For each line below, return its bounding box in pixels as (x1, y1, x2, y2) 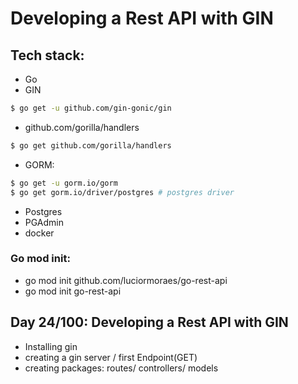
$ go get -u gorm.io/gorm (10, 178, 118, 188)
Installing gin (24, 340, 78, 352)
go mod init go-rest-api (24, 285, 122, 297)
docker (24, 227, 55, 239)
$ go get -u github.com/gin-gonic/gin (10, 103, 172, 113)
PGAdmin (24, 216, 65, 228)
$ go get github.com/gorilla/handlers (10, 140, 172, 151)
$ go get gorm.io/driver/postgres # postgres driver (10, 187, 235, 197)
